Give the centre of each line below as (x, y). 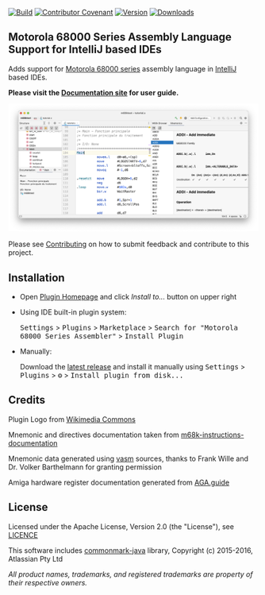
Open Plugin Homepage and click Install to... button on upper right (128, 297)
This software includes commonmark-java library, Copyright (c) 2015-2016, (131, 550)
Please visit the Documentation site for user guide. (94, 92)
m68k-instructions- (213, 435)
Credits (27, 400)
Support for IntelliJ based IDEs (85, 50)
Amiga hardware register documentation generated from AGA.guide (119, 482)
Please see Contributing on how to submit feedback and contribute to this (129, 244)
